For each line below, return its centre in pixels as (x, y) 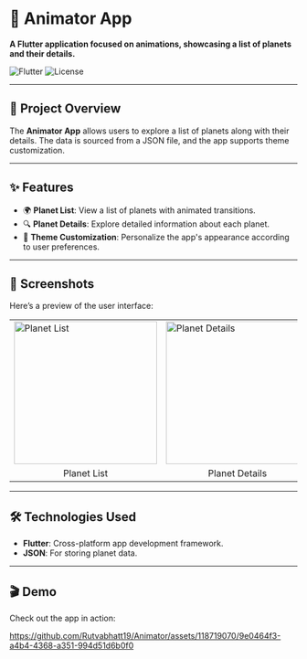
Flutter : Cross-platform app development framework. (123, 544)
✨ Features (42, 188)
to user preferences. (61, 247)
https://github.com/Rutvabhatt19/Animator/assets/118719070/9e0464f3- (145, 636)
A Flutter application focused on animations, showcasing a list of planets (151, 44)
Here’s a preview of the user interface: (81, 306)
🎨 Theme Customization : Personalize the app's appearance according (156, 237)
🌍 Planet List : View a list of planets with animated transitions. (139, 210)
